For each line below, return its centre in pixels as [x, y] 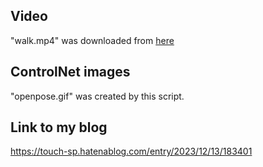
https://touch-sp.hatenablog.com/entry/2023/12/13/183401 [131, 151]
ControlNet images [70, 72]
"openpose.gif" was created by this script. [97, 96]
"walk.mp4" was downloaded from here [92, 40]
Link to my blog [59, 127]
